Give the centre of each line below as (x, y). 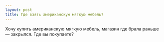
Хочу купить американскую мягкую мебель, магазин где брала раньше (82, 28)
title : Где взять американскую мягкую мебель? (54, 14)
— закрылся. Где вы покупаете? (39, 34)
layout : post (19, 10)
